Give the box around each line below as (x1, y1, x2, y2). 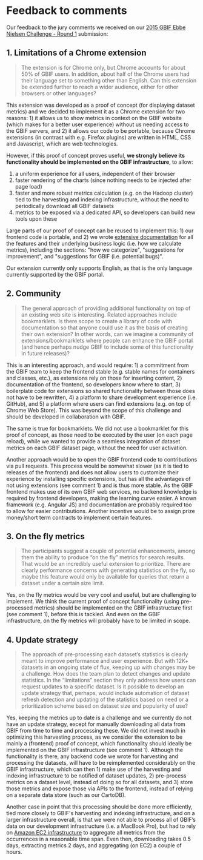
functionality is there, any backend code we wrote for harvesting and (6, 753, 179, 760)
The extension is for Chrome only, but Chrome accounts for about (21, 64, 186, 71)
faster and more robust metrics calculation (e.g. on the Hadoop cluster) (15, 189, 193, 197)
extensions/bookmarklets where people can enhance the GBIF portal (21, 337, 193, 344)
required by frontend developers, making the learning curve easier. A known (6, 494, 197, 502)
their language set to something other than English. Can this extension (21, 76, 197, 84)
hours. (6, 848, 22, 856)
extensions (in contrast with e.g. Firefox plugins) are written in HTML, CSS (6, 133, 191, 141)
